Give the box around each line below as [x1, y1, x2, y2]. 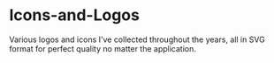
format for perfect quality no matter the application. [9, 43, 197, 53]
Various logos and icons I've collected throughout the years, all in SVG [9, 34, 265, 45]
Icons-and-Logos [9, 5, 140, 25]
